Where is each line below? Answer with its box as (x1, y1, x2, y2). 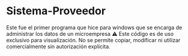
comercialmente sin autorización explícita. (6, 43, 111, 50)
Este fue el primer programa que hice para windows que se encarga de (6, 24, 183, 31)
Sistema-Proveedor (6, 4, 106, 18)
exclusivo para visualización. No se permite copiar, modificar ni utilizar (6, 36, 181, 43)
